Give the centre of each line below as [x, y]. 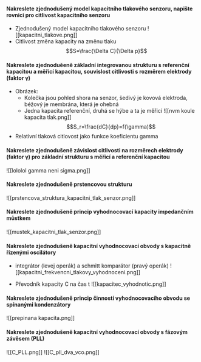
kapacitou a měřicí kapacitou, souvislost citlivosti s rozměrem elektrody [99, 71]
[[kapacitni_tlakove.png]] [46, 35]
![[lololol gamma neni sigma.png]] [48, 170]
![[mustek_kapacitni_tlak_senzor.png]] [54, 232]
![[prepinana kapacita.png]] [40, 318]
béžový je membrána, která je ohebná [71, 104]
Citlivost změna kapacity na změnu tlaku [66, 41]
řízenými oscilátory [31, 252]
